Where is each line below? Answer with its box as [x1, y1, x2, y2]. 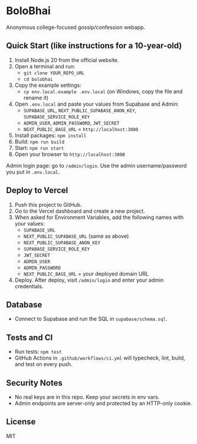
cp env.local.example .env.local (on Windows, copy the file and [23, 87, 183, 95]
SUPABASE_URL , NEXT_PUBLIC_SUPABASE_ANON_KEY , [23, 106, 137, 113]
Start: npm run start [14, 144, 64, 151]
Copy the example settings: [14, 81, 81, 89]
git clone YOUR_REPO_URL [23, 70, 85, 76]
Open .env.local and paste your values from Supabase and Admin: [14, 100, 179, 107]
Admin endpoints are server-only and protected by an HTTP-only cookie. [14, 400, 192, 407]
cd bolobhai [23, 76, 53, 82]
